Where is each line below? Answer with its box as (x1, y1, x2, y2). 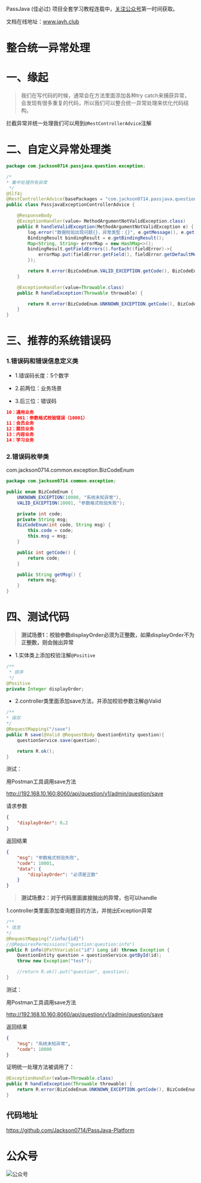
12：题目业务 (6, 426, 34, 432)
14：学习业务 (6, 437, 34, 443)
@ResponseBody (17, 212, 52, 219)
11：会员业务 (6, 421, 34, 427)
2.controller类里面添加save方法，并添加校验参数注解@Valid (14, 698, 162, 705)
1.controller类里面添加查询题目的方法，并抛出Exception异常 (6, 907, 153, 914)
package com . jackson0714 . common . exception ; (6, 478, 117, 484)
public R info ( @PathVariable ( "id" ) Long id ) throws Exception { (6, 947, 170, 953)
